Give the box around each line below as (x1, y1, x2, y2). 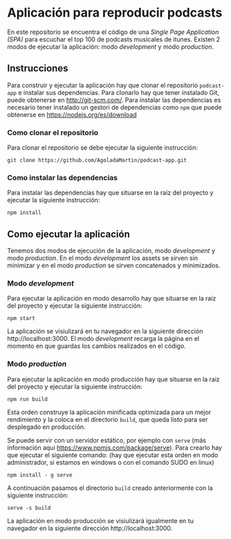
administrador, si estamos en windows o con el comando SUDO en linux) (7, 458, 214, 466)
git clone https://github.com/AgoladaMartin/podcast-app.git (7, 157, 187, 164)
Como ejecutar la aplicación (7, 228, 130, 240)
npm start (7, 315, 36, 322)
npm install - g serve (7, 471, 73, 479)
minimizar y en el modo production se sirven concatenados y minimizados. (7, 261, 221, 269)
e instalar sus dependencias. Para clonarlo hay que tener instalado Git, (18, 88, 219, 96)
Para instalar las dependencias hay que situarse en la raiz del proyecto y (7, 188, 214, 197)
